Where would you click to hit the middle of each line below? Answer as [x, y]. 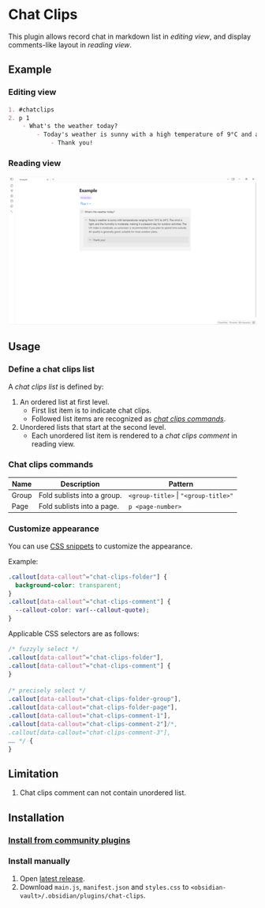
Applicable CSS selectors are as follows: [74, 634]
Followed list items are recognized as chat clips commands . [129, 418]
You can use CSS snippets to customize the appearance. [101, 546]
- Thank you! [71, 143]
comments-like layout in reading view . [70, 44]
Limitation [34, 773]
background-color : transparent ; [69, 585]
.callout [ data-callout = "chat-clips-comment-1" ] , [90, 716]
